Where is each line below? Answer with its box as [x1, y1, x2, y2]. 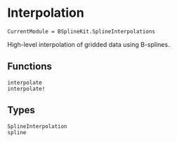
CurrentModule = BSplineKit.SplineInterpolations [7, 28, 156, 35]
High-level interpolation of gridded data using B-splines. [7, 40, 170, 48]
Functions [7, 61, 53, 73]
